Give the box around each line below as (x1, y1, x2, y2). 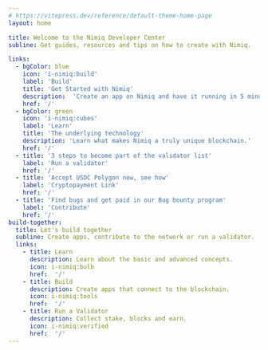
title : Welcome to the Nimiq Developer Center (8, 33, 166, 41)
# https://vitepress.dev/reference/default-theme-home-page (8, 11, 213, 20)
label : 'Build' (22, 77, 73, 85)
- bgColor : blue (15, 63, 69, 71)
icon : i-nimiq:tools (29, 293, 98, 301)
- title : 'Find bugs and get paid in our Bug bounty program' (15, 196, 227, 204)
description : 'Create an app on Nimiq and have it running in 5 (22, 92, 245, 100)
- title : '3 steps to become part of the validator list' (15, 151, 213, 159)
